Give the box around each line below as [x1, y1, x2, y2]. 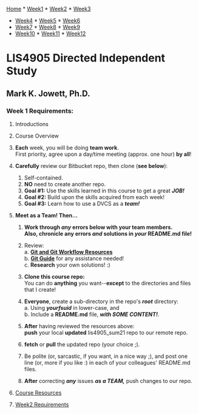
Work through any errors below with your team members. [24, 223, 173, 231]
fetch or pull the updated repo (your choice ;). [24, 340, 140, 348]
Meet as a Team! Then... [15, 211, 78, 219]
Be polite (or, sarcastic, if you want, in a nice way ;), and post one [24, 353, 188, 360]
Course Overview [15, 132, 60, 139]
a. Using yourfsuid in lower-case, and [24, 304, 120, 311]
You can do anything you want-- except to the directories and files [24, 279, 191, 287]
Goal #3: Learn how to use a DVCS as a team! [24, 200, 140, 207]
